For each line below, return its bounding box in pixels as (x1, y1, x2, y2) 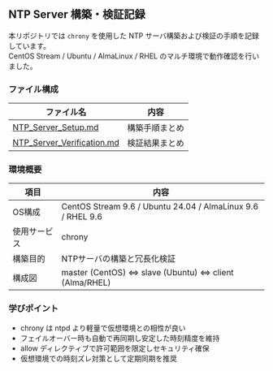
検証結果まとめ (127, 137, 184, 149)
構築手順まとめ (127, 123, 184, 134)
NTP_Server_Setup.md (12, 122, 99, 133)
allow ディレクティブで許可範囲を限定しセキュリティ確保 (19, 343, 210, 353)
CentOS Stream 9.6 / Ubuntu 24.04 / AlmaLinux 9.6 (61, 201, 258, 213)
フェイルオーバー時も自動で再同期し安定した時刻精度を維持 (19, 333, 220, 343)
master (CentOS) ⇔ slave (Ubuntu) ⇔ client (61, 267, 234, 278)
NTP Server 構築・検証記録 (8, 7, 145, 22)
